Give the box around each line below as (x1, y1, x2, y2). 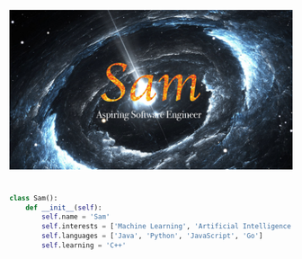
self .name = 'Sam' (41, 212, 111, 221)
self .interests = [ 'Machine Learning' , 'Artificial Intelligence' (41, 222, 296, 231)
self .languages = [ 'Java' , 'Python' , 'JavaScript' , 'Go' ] (41, 231, 263, 241)
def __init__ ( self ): (25, 203, 102, 212)
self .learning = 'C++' (41, 241, 127, 250)
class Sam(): (9, 193, 58, 202)
